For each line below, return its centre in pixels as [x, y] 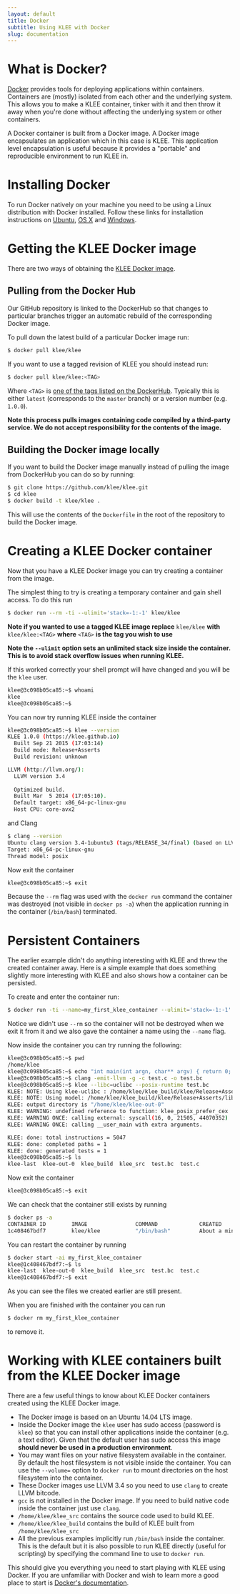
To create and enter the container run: [63, 997]
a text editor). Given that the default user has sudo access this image [119, 1440]
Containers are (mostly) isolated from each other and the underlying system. [120, 96]
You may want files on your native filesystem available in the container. [122, 1455]
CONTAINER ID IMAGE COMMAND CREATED [115, 1224]
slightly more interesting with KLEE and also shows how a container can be [118, 975]
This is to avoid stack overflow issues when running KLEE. [96, 655]
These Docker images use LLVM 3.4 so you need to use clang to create [123, 1485]
